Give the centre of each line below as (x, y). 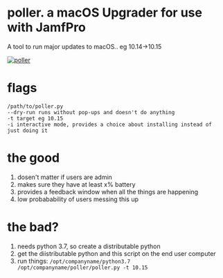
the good (34, 158)
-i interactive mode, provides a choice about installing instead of (110, 124)
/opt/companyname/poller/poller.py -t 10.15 (82, 268)
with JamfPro (47, 27)
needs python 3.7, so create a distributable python (89, 246)
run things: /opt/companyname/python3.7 (74, 261)
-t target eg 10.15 (35, 118)
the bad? (33, 227)
